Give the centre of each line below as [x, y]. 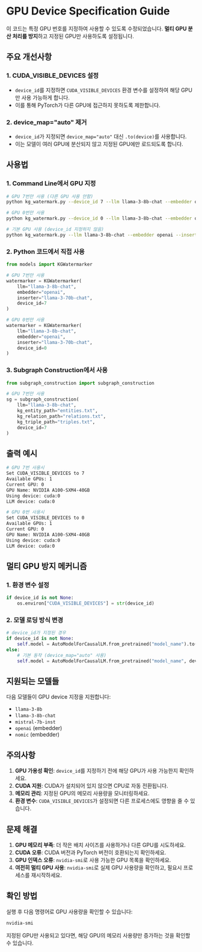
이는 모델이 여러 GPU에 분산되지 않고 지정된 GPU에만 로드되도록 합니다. [99, 144]
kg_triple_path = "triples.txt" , [56, 422]
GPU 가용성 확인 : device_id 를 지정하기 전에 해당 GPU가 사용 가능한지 [96, 771]
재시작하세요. [46, 875]
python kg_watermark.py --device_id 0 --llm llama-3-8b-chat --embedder [99, 218]
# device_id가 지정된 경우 [36, 633]
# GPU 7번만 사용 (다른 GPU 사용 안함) [50, 196]
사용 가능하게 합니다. [46, 97]
